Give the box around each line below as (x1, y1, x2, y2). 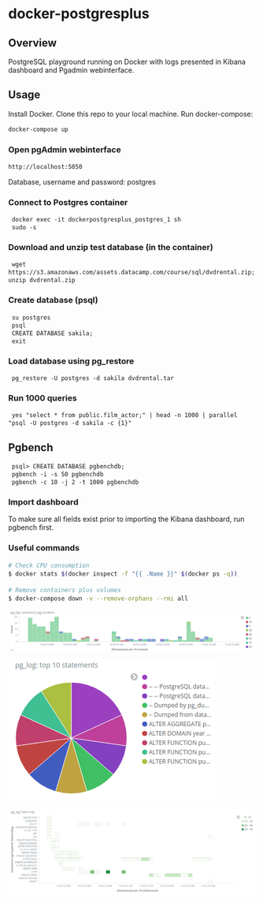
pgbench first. (8, 523, 54, 532)
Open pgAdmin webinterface (8, 143, 121, 155)
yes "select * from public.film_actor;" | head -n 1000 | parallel (11, 412, 238, 419)
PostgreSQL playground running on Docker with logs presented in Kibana (8, 57, 246, 66)
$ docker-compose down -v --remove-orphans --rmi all (8, 594, 189, 603)
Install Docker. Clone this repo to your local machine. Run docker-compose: (8, 109, 254, 118)
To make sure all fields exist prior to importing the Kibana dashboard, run (8, 514, 245, 524)
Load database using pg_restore (8, 356, 135, 367)
